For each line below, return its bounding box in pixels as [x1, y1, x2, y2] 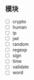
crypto [12, 18, 26, 24]
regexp [12, 47, 27, 53]
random [12, 41, 29, 47]
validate [12, 64, 29, 70]
